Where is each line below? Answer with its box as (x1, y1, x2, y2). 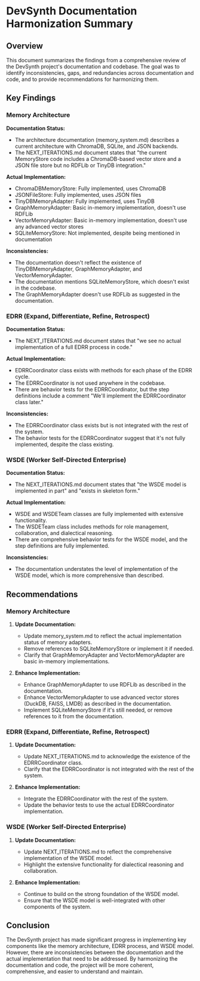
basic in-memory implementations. (23, 657, 110, 665)
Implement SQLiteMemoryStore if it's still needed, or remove (23, 706, 173, 713)
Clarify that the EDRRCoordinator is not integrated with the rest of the (23, 766, 195, 773)
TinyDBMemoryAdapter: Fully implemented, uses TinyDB (14, 198, 155, 205)
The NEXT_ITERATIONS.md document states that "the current (14, 148, 167, 156)
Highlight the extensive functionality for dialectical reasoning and (23, 861, 184, 868)
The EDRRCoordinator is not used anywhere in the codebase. (14, 379, 166, 387)
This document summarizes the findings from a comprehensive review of (6, 57, 186, 63)
